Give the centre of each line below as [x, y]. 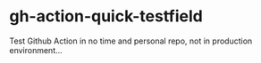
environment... [36, 50]
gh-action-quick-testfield [106, 16]
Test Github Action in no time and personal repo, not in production [131, 41]
